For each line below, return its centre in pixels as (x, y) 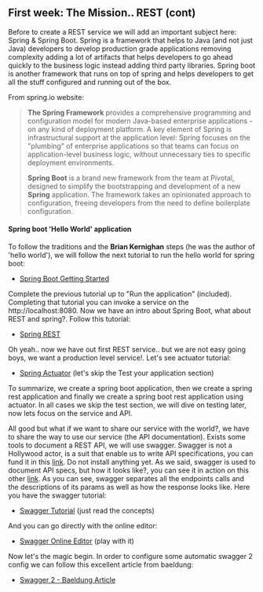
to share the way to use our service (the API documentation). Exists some (127, 437)
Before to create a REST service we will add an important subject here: (122, 31)
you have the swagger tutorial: (57, 495)
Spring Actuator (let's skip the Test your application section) (117, 373)
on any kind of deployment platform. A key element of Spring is (130, 129)
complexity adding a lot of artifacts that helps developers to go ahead (121, 57)
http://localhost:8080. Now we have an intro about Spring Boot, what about (130, 311)
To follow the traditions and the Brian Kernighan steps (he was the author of (131, 247)
